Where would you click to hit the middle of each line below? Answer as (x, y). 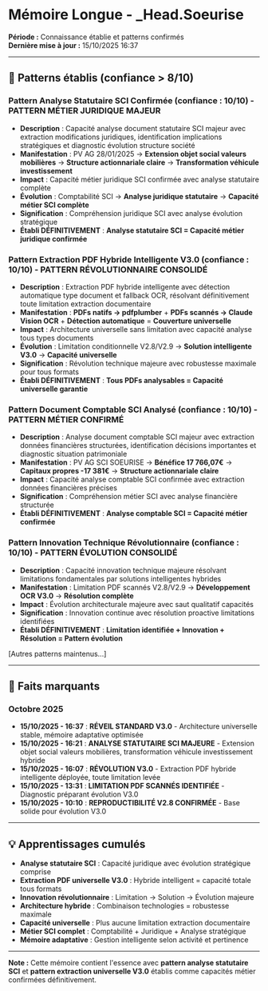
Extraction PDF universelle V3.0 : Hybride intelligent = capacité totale (135, 881)
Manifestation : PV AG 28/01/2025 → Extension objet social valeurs (133, 154)
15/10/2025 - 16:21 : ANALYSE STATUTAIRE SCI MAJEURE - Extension (137, 743)
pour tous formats (49, 372)
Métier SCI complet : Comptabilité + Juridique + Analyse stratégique (133, 931)
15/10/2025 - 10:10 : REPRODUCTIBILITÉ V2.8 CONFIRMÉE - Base (130, 803)
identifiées (37, 621)
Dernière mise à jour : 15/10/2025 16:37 (73, 45)
